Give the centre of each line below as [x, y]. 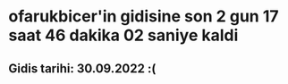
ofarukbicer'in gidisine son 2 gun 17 [144, 17]
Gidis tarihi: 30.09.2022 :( [82, 68]
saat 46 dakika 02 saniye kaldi [123, 35]
